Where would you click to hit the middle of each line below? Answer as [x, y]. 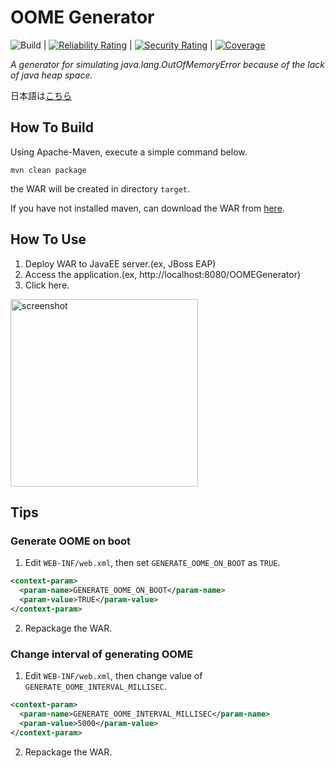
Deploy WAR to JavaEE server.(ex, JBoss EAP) [120, 263]
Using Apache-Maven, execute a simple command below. [129, 152]
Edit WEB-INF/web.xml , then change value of [113, 676]
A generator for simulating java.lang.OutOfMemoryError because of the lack [167, 64]
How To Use [48, 239]
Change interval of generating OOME [102, 654]
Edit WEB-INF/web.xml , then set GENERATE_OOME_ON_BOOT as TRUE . [152, 563]
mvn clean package [48, 170]
